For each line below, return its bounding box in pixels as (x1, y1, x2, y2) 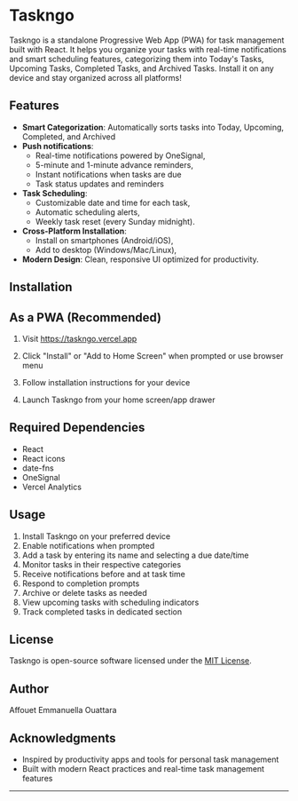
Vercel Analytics (21, 481, 82, 492)
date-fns (21, 463, 55, 473)
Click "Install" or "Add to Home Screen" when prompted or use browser (21, 350, 284, 361)
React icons (21, 453, 66, 464)
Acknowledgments (9, 730, 117, 746)
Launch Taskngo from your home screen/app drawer (21, 394, 216, 405)
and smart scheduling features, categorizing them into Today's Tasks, (9, 53, 264, 64)
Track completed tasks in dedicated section (21, 606, 183, 617)
